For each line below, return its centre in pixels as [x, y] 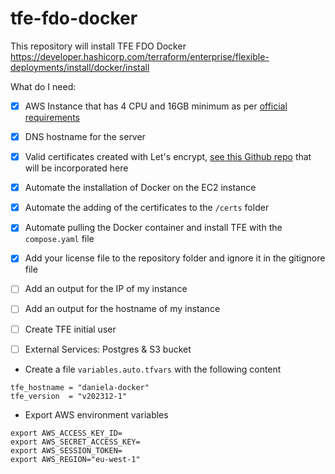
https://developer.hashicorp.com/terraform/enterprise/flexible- [140, 56]
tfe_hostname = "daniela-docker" [80, 387]
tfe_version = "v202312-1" [69, 396]
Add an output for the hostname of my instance [122, 309]
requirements [52, 117]
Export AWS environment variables [96, 414]
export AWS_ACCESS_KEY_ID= [66, 433]
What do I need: [43, 86]
